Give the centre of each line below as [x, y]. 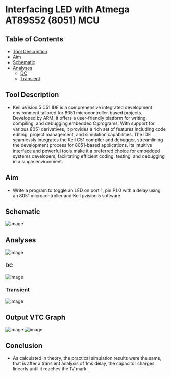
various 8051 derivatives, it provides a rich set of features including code [89, 129]
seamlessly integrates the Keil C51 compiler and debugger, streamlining [88, 140]
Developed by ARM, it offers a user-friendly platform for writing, [80, 118]
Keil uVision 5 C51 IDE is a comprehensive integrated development [82, 107]
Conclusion [24, 346]
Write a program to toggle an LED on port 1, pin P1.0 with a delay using [87, 190]
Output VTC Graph [35, 317]
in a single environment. [38, 161]
